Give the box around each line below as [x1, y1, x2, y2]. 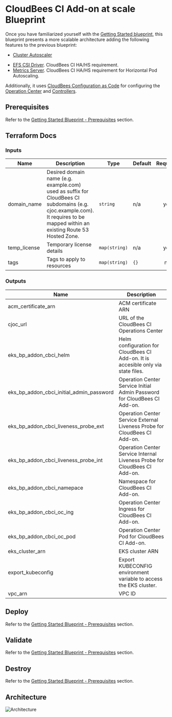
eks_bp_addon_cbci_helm [8, 351, 70, 358]
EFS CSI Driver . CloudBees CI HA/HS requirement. [12, 62, 119, 68]
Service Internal [118, 450, 157, 457]
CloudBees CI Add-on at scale [5, 3, 136, 15]
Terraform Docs [5, 131, 57, 140]
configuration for [118, 342, 159, 349]
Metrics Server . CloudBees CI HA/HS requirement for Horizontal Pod [12, 67, 158, 73]
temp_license [8, 244, 40, 251]
